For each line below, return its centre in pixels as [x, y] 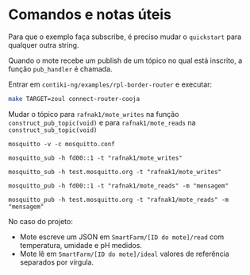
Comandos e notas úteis [90, 15]
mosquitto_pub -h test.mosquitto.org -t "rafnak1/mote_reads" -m [118, 199]
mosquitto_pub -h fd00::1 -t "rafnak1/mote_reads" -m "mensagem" [118, 186]
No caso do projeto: [40, 221]
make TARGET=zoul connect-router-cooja [74, 99]
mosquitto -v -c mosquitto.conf [62, 144]
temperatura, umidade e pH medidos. [81, 245]
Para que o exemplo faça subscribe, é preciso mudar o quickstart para [125, 37]
